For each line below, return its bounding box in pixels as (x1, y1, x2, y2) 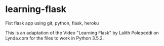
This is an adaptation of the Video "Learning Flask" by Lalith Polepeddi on (5, 29, 159, 35)
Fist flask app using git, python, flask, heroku (5, 20, 99, 26)
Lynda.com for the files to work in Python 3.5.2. (5, 35, 104, 41)
